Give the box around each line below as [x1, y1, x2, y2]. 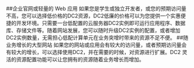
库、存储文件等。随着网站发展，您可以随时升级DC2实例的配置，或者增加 [6, 27, 181, 34]
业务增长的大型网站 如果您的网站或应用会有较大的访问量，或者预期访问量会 [6, 41, 187, 48]
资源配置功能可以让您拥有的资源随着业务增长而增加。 [16, 56, 144, 63]
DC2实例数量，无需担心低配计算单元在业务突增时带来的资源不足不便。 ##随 [6, 34, 189, 41]
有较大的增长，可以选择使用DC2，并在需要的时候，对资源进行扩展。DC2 [6, 49, 181, 55]
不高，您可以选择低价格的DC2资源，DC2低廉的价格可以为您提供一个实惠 [6, 12, 181, 19]
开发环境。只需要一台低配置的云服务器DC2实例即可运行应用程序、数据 [16, 20, 186, 26]
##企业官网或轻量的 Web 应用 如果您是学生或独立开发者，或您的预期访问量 [6, 5, 187, 12]
